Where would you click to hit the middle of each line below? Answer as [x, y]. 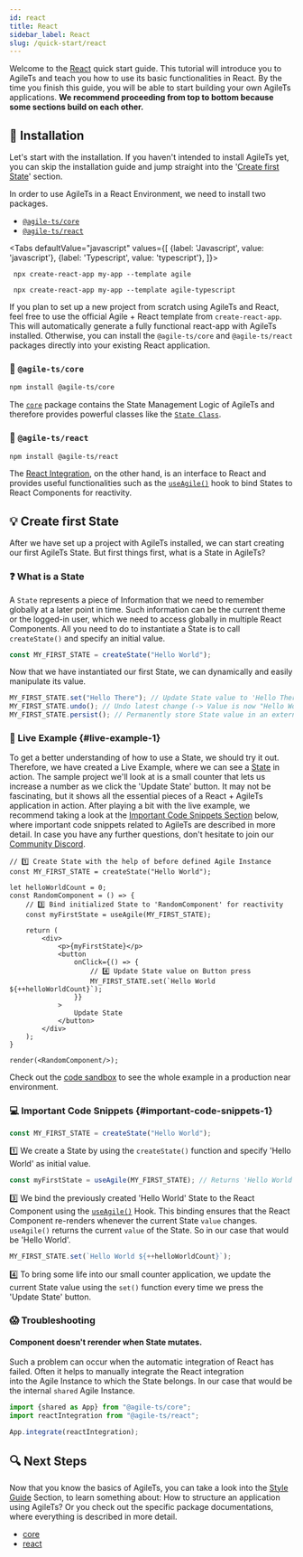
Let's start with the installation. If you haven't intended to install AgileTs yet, [149, 157]
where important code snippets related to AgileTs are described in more [143, 825]
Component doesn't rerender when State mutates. [106, 1342]
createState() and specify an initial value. [87, 638]
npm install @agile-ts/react [64, 456]
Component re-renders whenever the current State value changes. [133, 1221]
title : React [34, 26]
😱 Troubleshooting [53, 1320]
